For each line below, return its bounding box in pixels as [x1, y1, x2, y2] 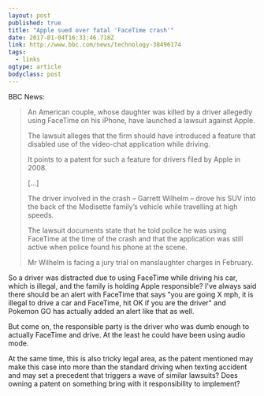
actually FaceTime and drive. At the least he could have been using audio [8, 330, 246, 339]
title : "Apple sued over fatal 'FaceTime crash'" [8, 26, 175, 34]
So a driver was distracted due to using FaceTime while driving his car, [8, 273, 238, 282]
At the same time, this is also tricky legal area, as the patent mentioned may [8, 353, 254, 363]
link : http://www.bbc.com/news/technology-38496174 [8, 41, 181, 49]
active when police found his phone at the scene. [27, 242, 188, 252]
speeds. [27, 210, 54, 219]
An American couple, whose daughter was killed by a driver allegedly [27, 107, 253, 117]
